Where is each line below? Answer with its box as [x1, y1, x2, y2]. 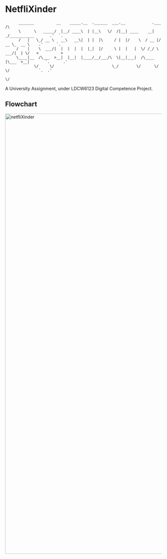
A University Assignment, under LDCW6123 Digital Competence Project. [5, 85, 153, 91]
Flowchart [5, 100, 37, 108]
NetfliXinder [5, 3, 57, 15]
